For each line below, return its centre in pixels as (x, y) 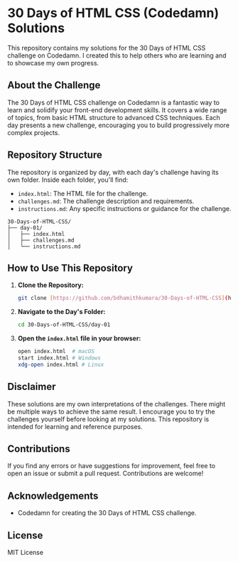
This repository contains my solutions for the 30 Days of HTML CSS (107, 48)
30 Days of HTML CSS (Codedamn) (113, 13)
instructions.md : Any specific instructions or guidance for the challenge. (124, 208)
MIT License (26, 552)
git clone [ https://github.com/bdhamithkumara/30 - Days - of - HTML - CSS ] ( (123, 298)
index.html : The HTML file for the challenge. (83, 193)
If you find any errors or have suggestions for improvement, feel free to (111, 466)
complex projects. (34, 132)
